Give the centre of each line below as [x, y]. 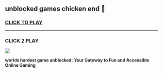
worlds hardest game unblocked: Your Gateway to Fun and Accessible [77, 60]
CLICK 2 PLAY [22, 40]
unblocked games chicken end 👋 [55, 9]
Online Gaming [20, 65]
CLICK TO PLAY [24, 23]
